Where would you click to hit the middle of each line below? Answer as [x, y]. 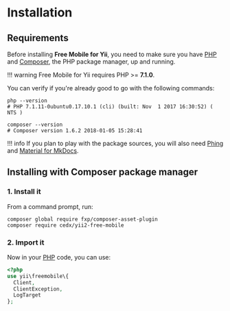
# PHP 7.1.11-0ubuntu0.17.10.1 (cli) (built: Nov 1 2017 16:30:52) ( [110, 107]
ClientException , [38, 289]
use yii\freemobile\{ [38, 276]
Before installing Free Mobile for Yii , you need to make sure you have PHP [112, 54]
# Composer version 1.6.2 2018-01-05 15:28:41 [75, 131]
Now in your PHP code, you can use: [59, 257]
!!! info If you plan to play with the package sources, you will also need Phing [115, 143]
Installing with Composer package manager [102, 172]
